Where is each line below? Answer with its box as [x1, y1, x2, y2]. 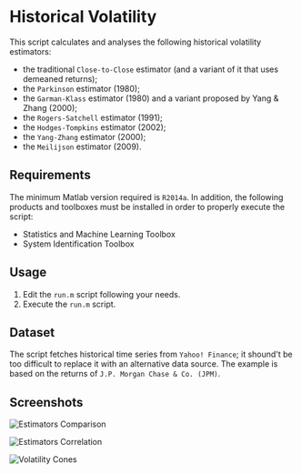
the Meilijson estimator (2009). [22, 141, 142, 152]
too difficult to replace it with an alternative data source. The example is [9, 358, 278, 369]
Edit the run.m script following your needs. [22, 288, 181, 299]
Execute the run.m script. [22, 298, 116, 309]
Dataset [9, 325, 55, 340]
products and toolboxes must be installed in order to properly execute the [9, 201, 285, 212]
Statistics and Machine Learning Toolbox [22, 228, 176, 239]
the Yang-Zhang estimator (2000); [22, 131, 146, 142]
